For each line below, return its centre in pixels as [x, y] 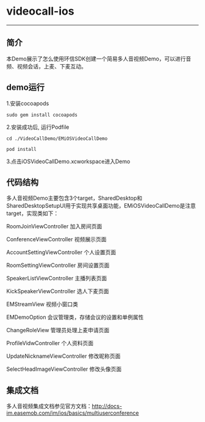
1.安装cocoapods [28, 103]
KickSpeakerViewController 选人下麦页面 [58, 291]
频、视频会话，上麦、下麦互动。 [46, 66]
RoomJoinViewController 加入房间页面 [54, 227]
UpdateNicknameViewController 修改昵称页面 [63, 356]
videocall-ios [40, 11]
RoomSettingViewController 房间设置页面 [58, 265]
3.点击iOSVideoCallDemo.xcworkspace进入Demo [68, 161]
